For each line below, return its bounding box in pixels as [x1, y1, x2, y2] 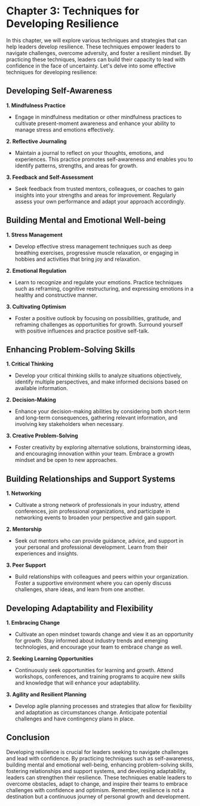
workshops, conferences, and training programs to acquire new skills [14, 673, 185, 680]
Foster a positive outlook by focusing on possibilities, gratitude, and [14, 314, 181, 321]
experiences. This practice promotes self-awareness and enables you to [14, 156, 193, 163]
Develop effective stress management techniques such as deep [14, 242, 172, 250]
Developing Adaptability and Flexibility [6, 603, 153, 613]
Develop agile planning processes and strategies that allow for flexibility [14, 702, 192, 710]
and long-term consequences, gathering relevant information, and [14, 414, 178, 421]
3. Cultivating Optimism [6, 303, 67, 310]
